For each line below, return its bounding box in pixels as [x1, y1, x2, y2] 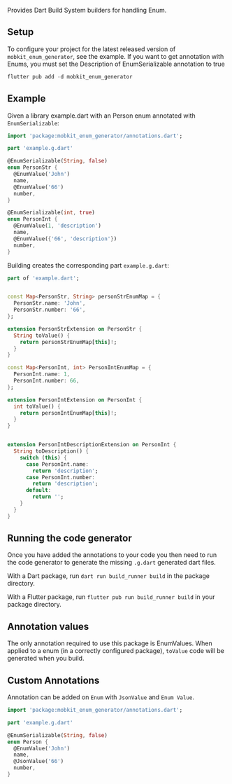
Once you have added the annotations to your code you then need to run [7, 551, 217, 559]
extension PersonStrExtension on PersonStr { [7, 325, 142, 332]
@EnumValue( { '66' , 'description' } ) [13, 235, 117, 242]
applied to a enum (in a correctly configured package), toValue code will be [7, 647, 225, 655]
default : [25, 487, 52, 494]
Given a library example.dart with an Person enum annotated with [7, 111, 196, 120]
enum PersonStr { [7, 164, 58, 171]
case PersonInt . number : [25, 474, 96, 481]
